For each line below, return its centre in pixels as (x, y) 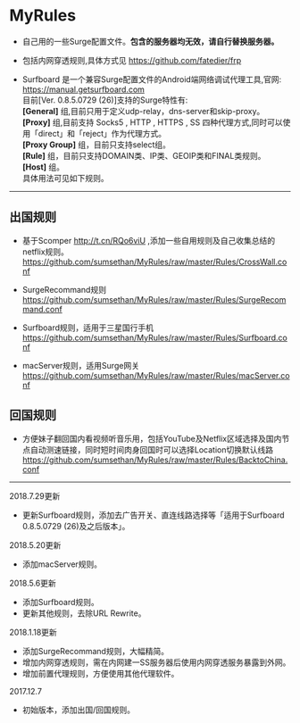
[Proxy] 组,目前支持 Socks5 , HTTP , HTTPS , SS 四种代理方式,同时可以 (152, 122)
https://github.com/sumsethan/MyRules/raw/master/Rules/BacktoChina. (155, 460)
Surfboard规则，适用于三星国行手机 (88, 328)
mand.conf (42, 309)
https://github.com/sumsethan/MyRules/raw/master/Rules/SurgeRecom (154, 299)
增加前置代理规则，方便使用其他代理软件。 (100, 673)
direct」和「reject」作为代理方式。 (102, 133)
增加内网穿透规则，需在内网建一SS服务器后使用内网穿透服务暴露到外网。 (156, 662)
